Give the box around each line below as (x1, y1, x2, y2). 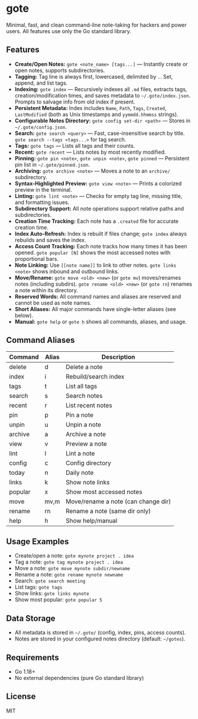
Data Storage (6, 613, 56, 623)
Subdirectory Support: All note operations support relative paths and (14, 205, 184, 212)
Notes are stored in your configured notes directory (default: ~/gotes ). (14, 635, 186, 643)
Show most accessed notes (66, 487, 143, 495)
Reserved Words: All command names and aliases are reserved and (14, 293, 181, 300)
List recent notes (66, 401, 112, 409)
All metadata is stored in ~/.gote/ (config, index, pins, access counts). (14, 629, 186, 636)
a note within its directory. (14, 286, 79, 294)
